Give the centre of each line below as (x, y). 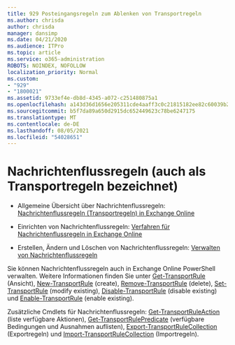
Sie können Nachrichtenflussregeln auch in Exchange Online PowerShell (111, 269)
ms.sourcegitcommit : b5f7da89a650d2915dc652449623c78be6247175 (101, 111)
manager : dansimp (33, 33)
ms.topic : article (34, 53)
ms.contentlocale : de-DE (43, 124)
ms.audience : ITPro (36, 46)
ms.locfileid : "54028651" (45, 137)
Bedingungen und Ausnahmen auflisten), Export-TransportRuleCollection (112, 327)
